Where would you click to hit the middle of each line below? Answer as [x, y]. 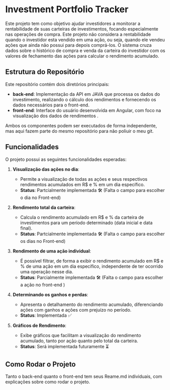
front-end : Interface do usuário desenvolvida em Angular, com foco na [87, 110]
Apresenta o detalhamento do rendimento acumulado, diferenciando [92, 304]
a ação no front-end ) [42, 285]
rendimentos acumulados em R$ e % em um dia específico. [82, 184]
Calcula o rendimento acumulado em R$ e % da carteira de [82, 217]
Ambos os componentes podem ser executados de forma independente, [81, 125]
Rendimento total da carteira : [44, 207]
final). [26, 228]
